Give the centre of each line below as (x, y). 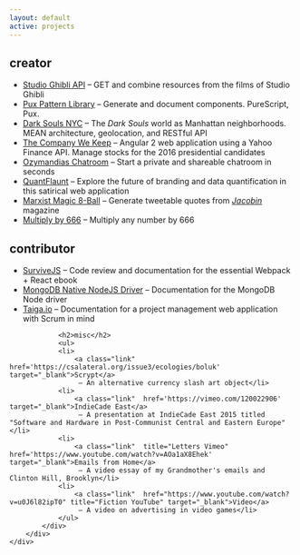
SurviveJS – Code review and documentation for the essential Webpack (156, 271)
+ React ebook (50, 280)
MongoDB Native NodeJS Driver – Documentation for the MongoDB (149, 290)
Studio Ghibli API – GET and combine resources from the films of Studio (156, 85)
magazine (41, 211)
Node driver (45, 300)
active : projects (42, 26)
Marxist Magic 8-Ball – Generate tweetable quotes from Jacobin (142, 201)
